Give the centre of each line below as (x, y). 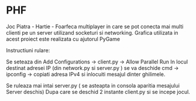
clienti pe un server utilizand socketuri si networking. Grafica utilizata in (92, 32)
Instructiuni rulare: (28, 50)
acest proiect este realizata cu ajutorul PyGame (63, 39)
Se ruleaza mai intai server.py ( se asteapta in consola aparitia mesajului (93, 85)
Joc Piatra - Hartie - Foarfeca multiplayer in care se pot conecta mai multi (95, 26)
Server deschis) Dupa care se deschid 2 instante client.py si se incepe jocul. (98, 92)
